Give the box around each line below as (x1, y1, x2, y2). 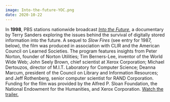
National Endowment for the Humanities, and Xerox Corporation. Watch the (5, 86, 164, 92)
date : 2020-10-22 (5, 12, 42, 17)
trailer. (5, 91, 19, 97)
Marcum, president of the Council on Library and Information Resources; (5, 69, 159, 75)
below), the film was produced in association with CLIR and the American (5, 42, 160, 48)
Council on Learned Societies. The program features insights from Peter (5, 48, 157, 54)
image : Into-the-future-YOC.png (5, 7, 74, 13)
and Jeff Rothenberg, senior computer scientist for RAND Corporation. (5, 75, 154, 81)
